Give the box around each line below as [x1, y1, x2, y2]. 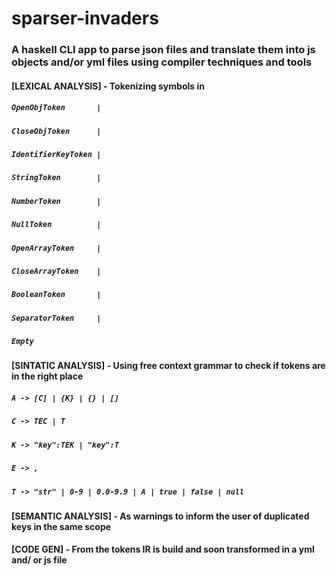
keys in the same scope [11, 520, 112, 532]
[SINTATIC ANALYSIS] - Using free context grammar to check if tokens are [11, 360, 326, 372]
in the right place [11, 370, 84, 382]
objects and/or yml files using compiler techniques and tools [11, 55, 313, 69]
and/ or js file [11, 554, 68, 566]
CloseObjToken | [11, 126, 102, 136]
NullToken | [11, 220, 102, 230]
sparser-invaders [11, 7, 159, 30]
